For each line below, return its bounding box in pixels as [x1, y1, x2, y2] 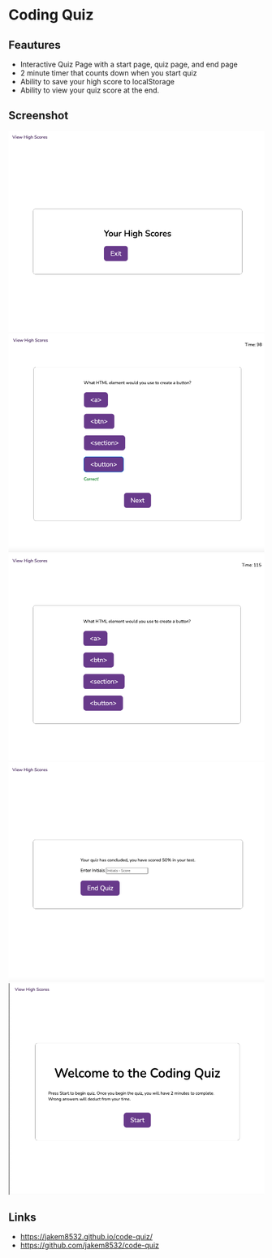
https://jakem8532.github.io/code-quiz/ [19, 1232, 153, 1242]
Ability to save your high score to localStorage [19, 77, 175, 86]
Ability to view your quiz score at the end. [19, 85, 160, 95]
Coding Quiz [8, 6, 94, 24]
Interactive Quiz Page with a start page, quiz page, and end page [19, 59, 238, 69]
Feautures [8, 38, 61, 52]
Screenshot [8, 109, 69, 123]
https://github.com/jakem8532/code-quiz [19, 1240, 160, 1251]
